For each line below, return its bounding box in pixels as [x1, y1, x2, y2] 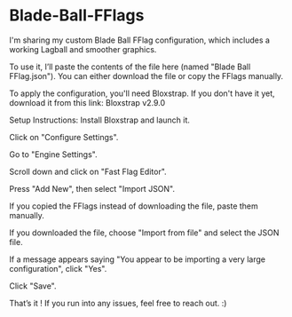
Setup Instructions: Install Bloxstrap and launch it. [9, 115, 191, 125]
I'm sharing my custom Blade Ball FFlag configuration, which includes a [9, 35, 271, 45]
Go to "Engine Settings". [9, 148, 98, 160]
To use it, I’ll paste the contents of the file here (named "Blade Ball [9, 61, 251, 72]
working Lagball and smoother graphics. [9, 44, 157, 54]
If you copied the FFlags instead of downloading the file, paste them [9, 201, 259, 211]
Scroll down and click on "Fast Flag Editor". [9, 166, 167, 177]
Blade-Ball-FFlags [9, 5, 145, 26]
